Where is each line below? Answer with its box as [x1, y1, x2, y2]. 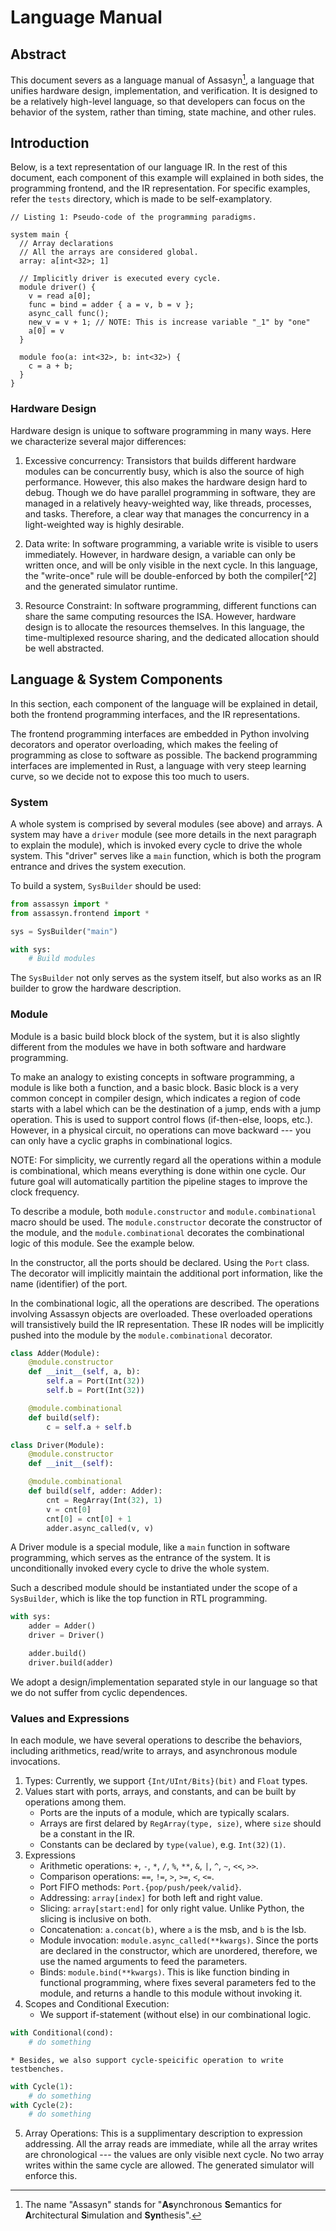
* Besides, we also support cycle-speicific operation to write [10, 2055, 284, 2065]
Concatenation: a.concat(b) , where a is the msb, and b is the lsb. [39, 1924, 307, 1936]
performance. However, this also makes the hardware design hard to [24, 476, 308, 488]
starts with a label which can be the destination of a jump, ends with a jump [10, 1102, 321, 1115]
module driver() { [19, 282, 97, 293]
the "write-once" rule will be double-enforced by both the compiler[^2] [24, 569, 317, 581]
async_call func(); [28, 309, 110, 319]
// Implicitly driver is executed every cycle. [19, 274, 222, 284]
